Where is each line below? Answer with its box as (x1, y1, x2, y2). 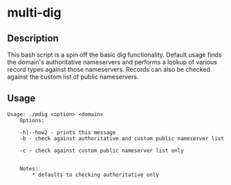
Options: (19, 117, 45, 124)
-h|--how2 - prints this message (19, 129, 116, 136)
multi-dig (7, 5, 62, 21)
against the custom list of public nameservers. (7, 72, 139, 81)
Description (7, 32, 59, 44)
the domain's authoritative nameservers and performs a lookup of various (7, 58, 218, 66)
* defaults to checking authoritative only (32, 171, 159, 178)
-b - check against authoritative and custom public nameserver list (19, 135, 225, 142)
